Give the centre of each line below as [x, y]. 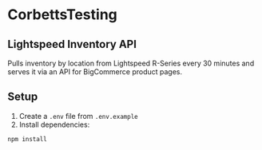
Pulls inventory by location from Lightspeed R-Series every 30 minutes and [131, 63]
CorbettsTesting [62, 15]
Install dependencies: [54, 124]
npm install [27, 139]
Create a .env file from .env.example [78, 116]
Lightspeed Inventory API [72, 44]
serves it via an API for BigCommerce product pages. [95, 72]
